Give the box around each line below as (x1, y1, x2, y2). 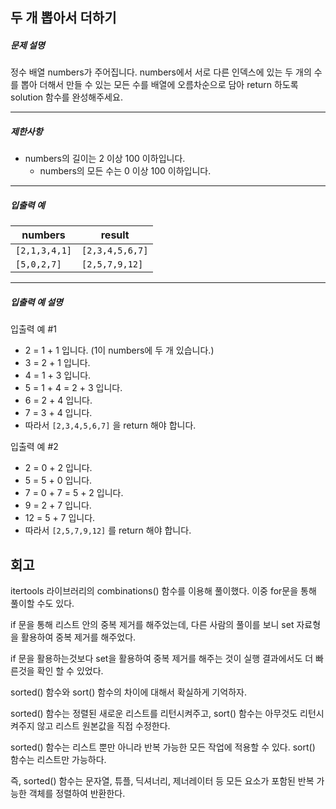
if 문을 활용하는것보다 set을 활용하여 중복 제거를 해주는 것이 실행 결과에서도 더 (10, 653, 314, 665)
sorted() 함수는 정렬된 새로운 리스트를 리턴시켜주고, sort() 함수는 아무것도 (10, 708, 298, 720)
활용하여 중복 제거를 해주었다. (20, 631, 137, 643)
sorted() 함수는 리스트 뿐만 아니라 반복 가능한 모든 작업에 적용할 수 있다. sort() (10, 741, 316, 753)
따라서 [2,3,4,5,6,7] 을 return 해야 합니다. (24, 419, 197, 432)
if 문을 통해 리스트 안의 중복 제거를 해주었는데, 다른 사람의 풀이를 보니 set (10, 619, 295, 631)
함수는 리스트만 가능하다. (10, 754, 107, 766)
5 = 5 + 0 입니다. (24, 474, 93, 487)
